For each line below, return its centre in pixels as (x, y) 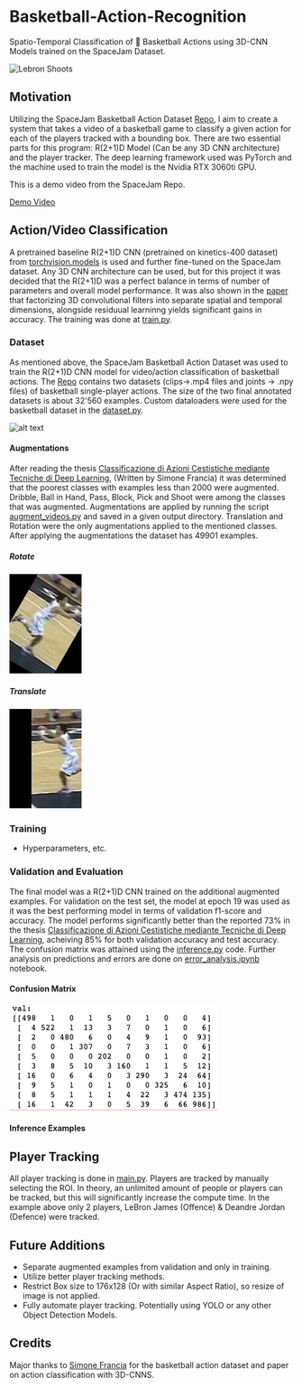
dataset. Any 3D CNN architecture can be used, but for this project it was (145, 271)
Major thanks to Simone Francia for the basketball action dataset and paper (149, 1364)
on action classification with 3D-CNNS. (82, 1374)
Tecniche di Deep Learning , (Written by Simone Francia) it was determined (148, 478)
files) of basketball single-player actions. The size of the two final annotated (151, 391)
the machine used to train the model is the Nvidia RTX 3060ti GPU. (133, 167)
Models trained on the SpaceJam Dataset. (87, 51)
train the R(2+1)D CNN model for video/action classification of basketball (144, 371)
